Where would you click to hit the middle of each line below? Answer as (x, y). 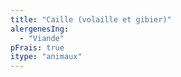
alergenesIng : (40, 29)
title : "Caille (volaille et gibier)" (91, 19)
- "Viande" (42, 38)
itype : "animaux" (46, 57)
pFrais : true (37, 47)
